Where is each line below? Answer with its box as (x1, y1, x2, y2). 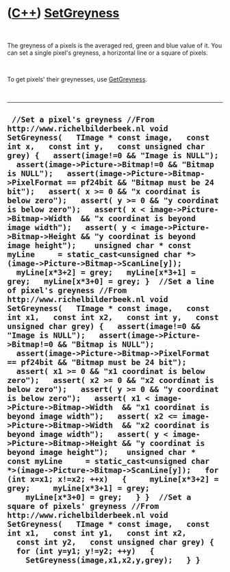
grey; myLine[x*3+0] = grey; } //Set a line (7, 277, 214, 286)
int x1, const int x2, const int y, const (7, 312, 219, 323)
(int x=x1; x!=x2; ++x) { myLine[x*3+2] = (7, 474, 219, 484)
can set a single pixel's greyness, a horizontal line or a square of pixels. (7, 49, 209, 57)
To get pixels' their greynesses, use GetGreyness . (7, 75, 148, 83)
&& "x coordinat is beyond (80, 214, 196, 223)
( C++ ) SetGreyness (7, 5, 120, 21)
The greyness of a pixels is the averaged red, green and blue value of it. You (7, 41, 222, 49)
